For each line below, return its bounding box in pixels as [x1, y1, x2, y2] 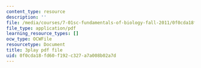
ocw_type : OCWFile [6, 36, 52, 42]
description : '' [6, 14, 47, 20]
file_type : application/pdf [6, 25, 77, 31]
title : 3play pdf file [6, 47, 63, 53]
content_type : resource [6, 8, 66, 15]
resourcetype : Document [6, 42, 66, 48]
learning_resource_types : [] [6, 31, 79, 37]
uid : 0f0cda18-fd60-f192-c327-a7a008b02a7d [6, 53, 117, 59]
